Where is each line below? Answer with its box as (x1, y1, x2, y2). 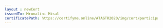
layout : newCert (4, 7, 40, 12)
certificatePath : (4, 16, 40, 20)
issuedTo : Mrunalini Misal (4, 11, 59, 16)
